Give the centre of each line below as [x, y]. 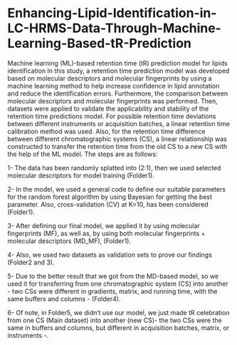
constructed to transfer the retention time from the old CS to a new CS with [117, 146]
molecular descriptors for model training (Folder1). [81, 175]
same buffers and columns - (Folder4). [64, 299]
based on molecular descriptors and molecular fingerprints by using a [110, 78]
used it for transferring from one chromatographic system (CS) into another [118, 284]
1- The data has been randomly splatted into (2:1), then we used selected [114, 168]
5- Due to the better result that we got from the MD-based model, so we [113, 276]
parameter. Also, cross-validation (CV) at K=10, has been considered [108, 204]
